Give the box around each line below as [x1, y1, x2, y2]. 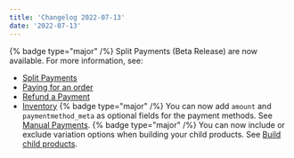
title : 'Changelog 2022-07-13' [9, 12, 126, 22]
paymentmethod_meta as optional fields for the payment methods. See [21, 110, 274, 121]
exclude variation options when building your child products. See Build [21, 129, 282, 139]
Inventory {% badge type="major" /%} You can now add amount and [21, 100, 272, 111]
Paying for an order [21, 82, 94, 92]
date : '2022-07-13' [9, 21, 82, 30]
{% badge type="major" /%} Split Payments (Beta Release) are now [9, 45, 258, 56]
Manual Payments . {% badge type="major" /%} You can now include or [21, 119, 285, 130]
